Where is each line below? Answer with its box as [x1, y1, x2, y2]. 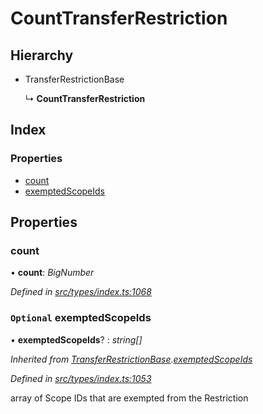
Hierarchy [10, 47, 74, 64]
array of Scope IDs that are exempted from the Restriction [10, 392, 249, 404]
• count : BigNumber [10, 267, 95, 279]
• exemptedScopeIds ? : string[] [10, 333, 143, 346]
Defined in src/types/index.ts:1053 [10, 372, 152, 384]
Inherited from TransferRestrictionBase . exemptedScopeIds [10, 353, 253, 365]
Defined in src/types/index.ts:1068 [10, 286, 152, 298]
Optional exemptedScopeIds [10, 311, 152, 325]
